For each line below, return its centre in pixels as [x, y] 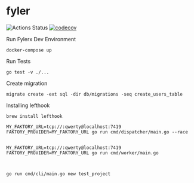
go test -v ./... [28, 72]
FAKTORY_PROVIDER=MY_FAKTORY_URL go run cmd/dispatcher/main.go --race [97, 132]
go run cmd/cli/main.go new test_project [58, 174]
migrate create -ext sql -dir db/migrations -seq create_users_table [95, 94]
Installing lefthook [28, 105]
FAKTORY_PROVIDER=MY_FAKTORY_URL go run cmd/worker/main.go [83, 153]
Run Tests [19, 61]
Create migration [27, 83]
